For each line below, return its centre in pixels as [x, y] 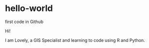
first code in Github [24, 22]
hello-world [29, 8]
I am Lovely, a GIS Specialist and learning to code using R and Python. [75, 40]
